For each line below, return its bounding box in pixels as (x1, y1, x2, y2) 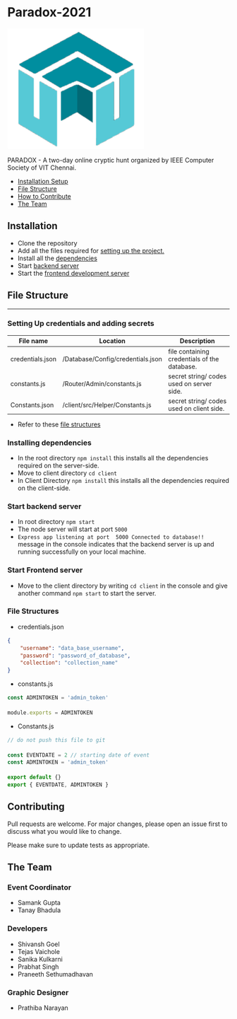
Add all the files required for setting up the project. (17, 246, 164, 255)
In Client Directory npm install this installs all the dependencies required (17, 476, 229, 484)
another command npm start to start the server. (17, 588, 157, 598)
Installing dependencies (7, 438, 92, 448)
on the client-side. (17, 484, 71, 492)
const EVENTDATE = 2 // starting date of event (7, 751, 150, 759)
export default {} (7, 774, 61, 781)
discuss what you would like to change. (7, 827, 122, 835)
